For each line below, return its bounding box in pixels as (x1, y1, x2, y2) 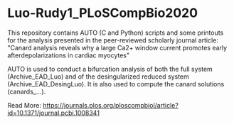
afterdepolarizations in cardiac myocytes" (7, 51, 130, 60)
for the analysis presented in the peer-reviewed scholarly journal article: (7, 35, 219, 44)
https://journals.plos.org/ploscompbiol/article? (42, 101, 179, 109)
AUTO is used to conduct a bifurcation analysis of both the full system (7, 64, 213, 73)
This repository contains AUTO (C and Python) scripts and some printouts (7, 28, 224, 37)
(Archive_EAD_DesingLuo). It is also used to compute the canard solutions (7, 79, 225, 88)
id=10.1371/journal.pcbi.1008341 (7, 108, 100, 117)
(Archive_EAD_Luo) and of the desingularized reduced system (7, 72, 190, 81)
